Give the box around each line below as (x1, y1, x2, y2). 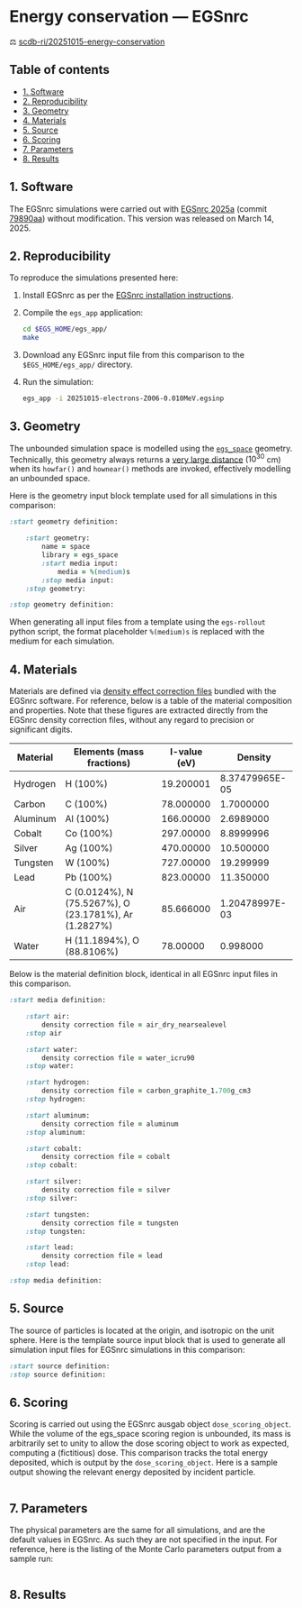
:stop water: (25, 1062, 75, 1071)
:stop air (25, 1028, 63, 1037)
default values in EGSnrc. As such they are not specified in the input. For (9, 1534, 278, 1545)
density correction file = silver (41, 1185, 171, 1195)
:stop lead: (25, 1260, 70, 1269)
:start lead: (25, 1243, 75, 1252)
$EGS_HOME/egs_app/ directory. (22, 359, 133, 370)
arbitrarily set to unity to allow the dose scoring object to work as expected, (9, 1438, 289, 1448)
